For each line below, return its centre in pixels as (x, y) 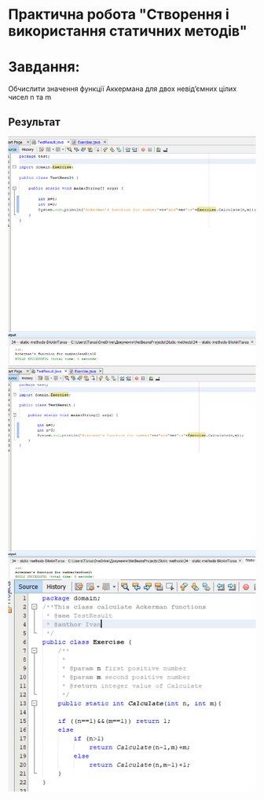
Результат (35, 122)
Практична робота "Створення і (119, 15)
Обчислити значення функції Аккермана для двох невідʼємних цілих (123, 89)
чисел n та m (30, 97)
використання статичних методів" (128, 31)
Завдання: (44, 67)
